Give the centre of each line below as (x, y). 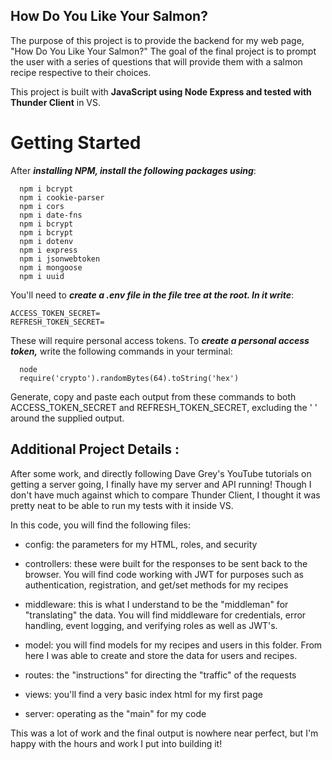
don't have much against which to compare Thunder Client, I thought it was (165, 495)
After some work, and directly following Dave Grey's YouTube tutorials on (161, 473)
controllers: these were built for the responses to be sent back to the (166, 563)
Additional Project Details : (95, 449)
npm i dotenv (46, 241)
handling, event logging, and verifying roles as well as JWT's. (151, 625)
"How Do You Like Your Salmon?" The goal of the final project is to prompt (163, 51)
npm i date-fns (51, 215)
